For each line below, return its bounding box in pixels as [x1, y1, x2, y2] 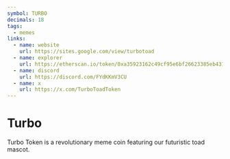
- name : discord [13, 67, 60, 74]
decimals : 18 [7, 16, 44, 23]
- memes [13, 29, 36, 36]
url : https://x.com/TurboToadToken [19, 86, 121, 93]
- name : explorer [13, 55, 63, 61]
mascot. [7, 145, 30, 154]
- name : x [13, 80, 41, 87]
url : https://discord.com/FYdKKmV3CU [19, 73, 127, 81]
